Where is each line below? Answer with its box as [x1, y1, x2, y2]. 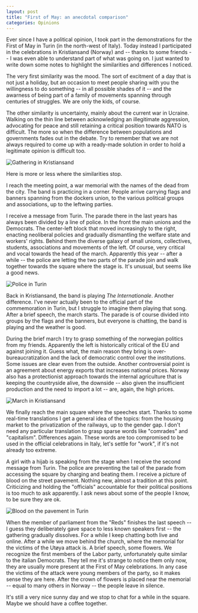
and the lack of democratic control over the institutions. [50, 354, 186, 361]
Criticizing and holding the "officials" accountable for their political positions [6, 484, 193, 491]
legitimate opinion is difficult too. [6, 147, 86, 154]
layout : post [6, 8, 39, 15]
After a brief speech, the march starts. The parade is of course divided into [6, 311, 190, 318]
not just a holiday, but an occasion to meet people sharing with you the [6, 79, 179, 86]
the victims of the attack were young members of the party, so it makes [6, 570, 181, 577]
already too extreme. [6, 447, 58, 454]
